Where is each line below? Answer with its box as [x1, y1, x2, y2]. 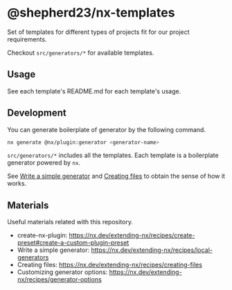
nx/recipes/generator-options [17, 275, 102, 284]
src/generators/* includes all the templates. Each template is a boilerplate [7, 151, 220, 160]
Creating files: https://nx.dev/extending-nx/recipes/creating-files [17, 261, 203, 269]
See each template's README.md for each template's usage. [7, 87, 181, 95]
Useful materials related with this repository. [7, 218, 134, 226]
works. [7, 179, 27, 188]
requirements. [7, 35, 47, 43]
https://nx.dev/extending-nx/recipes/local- [91, 246, 213, 254]
